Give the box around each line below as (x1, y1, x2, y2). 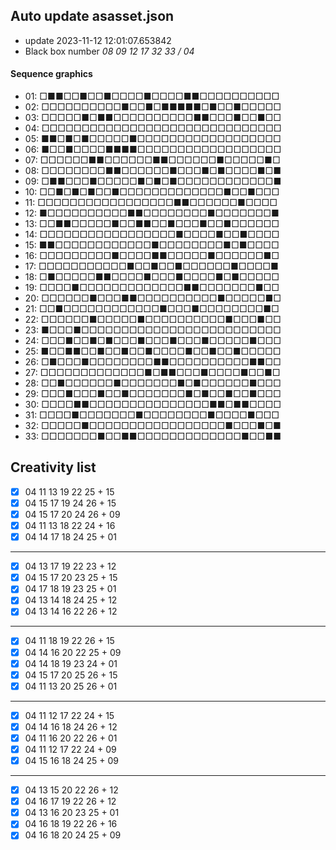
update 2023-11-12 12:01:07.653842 (24, 34, 172, 46)
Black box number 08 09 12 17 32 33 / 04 (24, 45, 195, 57)
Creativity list (10, 459, 97, 476)
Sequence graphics (10, 68, 93, 80)
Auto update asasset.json (10, 8, 175, 25)
